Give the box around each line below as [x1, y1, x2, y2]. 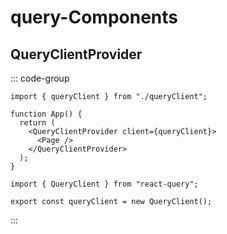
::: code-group [10, 72, 70, 84]
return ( [19, 118, 56, 128]
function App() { [10, 109, 83, 119]
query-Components [10, 6, 178, 29]
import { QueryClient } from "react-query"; [10, 179, 199, 189]
